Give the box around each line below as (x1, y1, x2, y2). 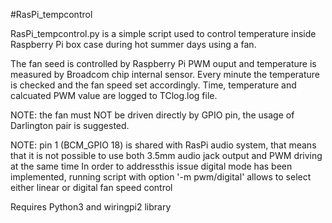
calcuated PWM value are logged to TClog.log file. (10, 90, 218, 101)
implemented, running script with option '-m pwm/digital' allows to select (10, 171, 312, 183)
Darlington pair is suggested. (10, 120, 130, 131)
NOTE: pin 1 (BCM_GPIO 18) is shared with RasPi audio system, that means (10, 139, 317, 151)
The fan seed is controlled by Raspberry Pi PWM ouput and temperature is (10, 58, 317, 69)
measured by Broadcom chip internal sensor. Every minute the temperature (10, 69, 320, 80)
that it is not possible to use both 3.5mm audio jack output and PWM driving (10, 150, 323, 161)
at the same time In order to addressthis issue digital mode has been (10, 160, 293, 172)
